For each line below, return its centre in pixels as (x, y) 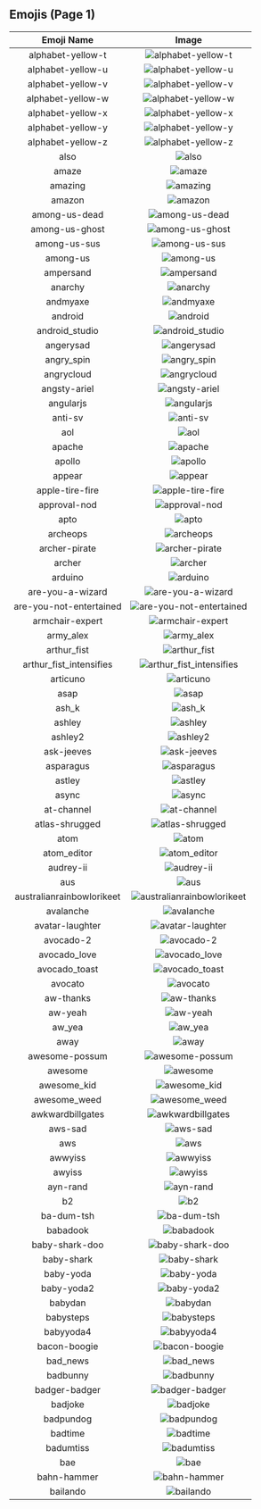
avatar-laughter (68, 925)
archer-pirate (67, 548)
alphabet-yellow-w (68, 98)
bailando (68, 1491)
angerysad (68, 345)
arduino (68, 577)
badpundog (68, 1419)
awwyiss (68, 1157)
